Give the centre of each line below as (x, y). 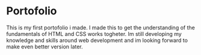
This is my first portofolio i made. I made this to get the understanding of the (101, 27)
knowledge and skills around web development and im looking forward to (97, 40)
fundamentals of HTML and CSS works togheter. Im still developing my (94, 33)
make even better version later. (45, 47)
